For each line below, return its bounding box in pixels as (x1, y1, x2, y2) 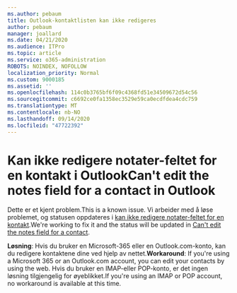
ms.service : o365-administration (7, 56, 106, 64)
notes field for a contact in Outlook (7, 182, 216, 198)
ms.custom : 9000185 (7, 76, 65, 83)
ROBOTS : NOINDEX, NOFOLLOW (7, 63, 87, 70)
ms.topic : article (7, 50, 62, 57)
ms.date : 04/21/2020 (7, 37, 69, 44)
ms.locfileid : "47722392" (7, 121, 83, 129)
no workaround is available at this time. (7, 280, 122, 288)
